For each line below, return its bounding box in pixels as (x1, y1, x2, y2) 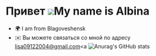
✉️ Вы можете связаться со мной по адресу (14, 33, 131, 41)
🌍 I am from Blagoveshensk (14, 24, 86, 32)
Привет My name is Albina (6, 4, 150, 18)
